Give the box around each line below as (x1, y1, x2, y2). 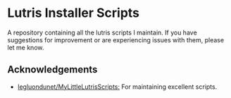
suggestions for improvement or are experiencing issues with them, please (7, 35, 224, 44)
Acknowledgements (7, 63, 98, 75)
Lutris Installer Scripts (7, 5, 139, 21)
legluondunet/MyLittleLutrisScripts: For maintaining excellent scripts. (17, 82, 218, 91)
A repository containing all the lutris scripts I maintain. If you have (7, 28, 197, 37)
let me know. (7, 43, 44, 51)
